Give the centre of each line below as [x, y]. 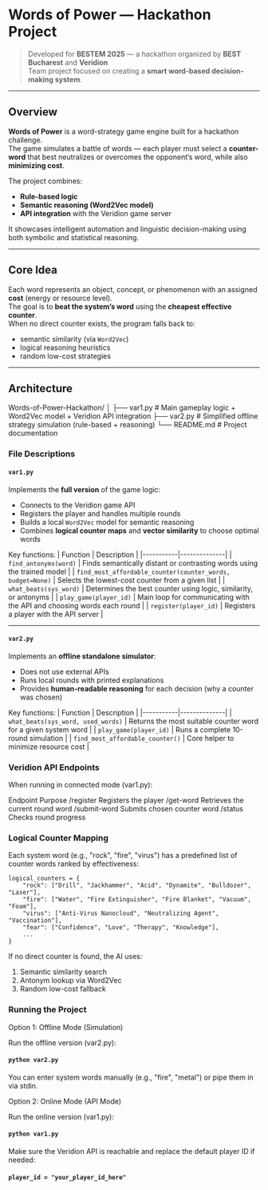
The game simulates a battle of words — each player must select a [118, 148]
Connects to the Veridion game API [77, 505]
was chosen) [41, 697]
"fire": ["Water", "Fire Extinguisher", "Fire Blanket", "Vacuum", [137, 900]
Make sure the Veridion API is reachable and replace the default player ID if [132, 1151]
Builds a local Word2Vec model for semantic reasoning [107, 522]
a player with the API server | [56, 614]
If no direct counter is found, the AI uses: [75, 956]
